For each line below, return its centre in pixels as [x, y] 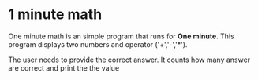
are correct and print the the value [64, 67]
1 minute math [55, 15]
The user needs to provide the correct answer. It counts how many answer [129, 60]
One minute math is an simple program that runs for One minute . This [121, 36]
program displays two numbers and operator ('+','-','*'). [98, 44]
